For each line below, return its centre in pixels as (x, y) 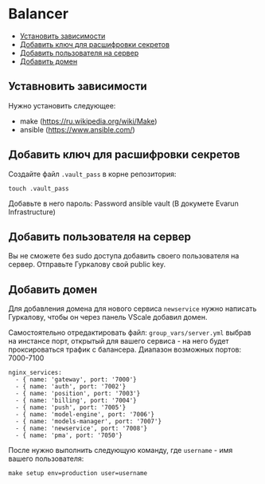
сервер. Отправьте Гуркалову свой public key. (87, 265)
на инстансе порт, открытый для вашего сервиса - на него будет (119, 341)
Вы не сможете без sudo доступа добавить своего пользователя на (124, 256)
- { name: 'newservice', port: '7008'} (82, 429)
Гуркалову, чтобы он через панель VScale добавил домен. (108, 317)
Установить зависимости (62, 36)
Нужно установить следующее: (62, 105)
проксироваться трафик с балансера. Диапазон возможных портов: (125, 350)
